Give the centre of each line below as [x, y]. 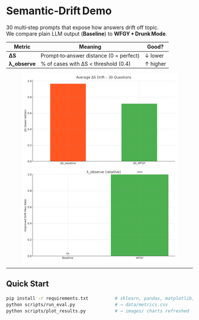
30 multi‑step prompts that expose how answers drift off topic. [82, 27]
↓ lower [154, 55]
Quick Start [28, 284]
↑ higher [155, 64]
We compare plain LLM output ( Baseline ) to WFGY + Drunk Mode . [87, 33]
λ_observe [22, 64]
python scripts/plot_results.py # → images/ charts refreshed [98, 311]
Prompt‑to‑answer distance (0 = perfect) [90, 55]
